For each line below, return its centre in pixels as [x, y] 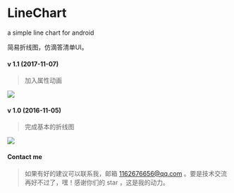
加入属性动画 [43, 81]
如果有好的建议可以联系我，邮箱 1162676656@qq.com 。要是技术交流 [126, 173]
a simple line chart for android [51, 33]
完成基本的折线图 [49, 127]
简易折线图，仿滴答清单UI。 [48, 47]
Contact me [25, 156]
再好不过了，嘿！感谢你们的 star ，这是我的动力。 [97, 182]
